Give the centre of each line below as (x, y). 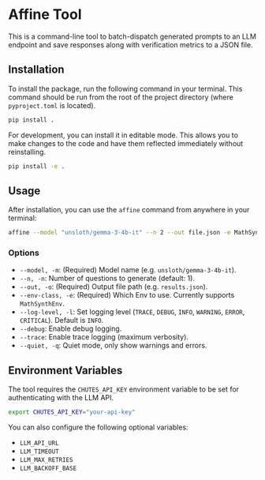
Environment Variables (65, 370)
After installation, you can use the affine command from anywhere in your (129, 210)
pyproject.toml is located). (52, 105)
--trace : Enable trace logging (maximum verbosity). (104, 337)
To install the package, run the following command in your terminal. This (125, 88)
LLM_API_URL (39, 444)
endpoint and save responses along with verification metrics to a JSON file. (131, 44)
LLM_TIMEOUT (39, 452)
